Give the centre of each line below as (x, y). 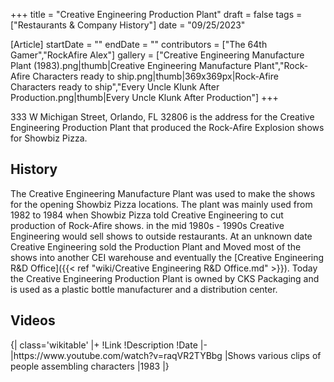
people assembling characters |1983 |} (90, 366)
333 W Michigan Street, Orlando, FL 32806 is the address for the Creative (162, 117)
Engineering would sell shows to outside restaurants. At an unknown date (161, 236)
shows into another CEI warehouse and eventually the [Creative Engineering (167, 257)
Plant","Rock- (281, 65)
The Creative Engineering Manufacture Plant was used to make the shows (163, 193)
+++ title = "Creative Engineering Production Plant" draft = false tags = (156, 14)
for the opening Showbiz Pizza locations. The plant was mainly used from (161, 204)
